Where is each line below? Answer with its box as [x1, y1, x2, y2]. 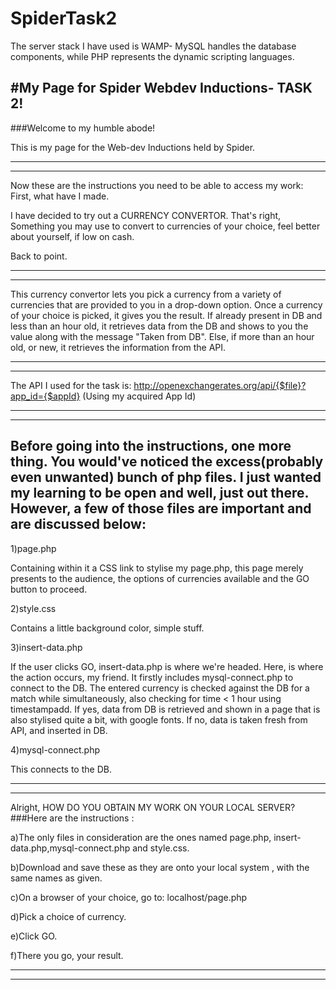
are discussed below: [10, 516, 147, 533]
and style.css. [132, 842, 190, 854]
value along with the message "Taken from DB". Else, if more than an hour [10, 330, 315, 342]
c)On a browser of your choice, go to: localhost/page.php [10, 891, 248, 903]
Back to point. [10, 250, 68, 262]
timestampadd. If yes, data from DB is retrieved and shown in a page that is [10, 703, 321, 715]
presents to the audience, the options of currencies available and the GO [10, 572, 310, 584]
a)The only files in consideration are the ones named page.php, [10, 831, 272, 843]
